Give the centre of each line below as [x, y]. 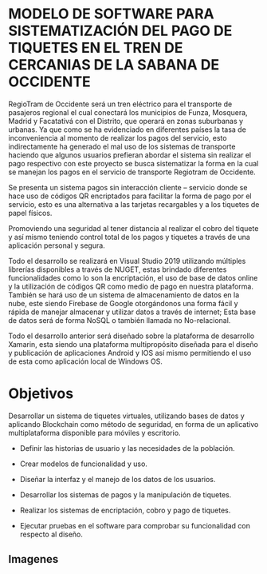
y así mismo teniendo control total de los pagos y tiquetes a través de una [130, 237]
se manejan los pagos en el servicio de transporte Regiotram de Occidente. [132, 172]
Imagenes [33, 559]
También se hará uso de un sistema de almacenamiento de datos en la [124, 295]
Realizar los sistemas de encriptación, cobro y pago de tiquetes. [125, 510]
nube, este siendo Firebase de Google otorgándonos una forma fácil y [123, 303]
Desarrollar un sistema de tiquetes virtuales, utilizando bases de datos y [126, 416]
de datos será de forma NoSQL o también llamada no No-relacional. [120, 320]
